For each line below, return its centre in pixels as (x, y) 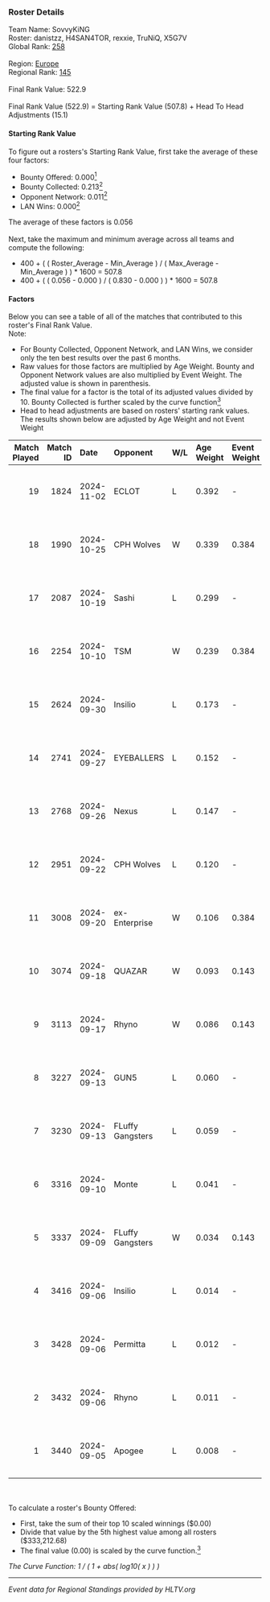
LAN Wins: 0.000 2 (50, 206)
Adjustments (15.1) (38, 115)
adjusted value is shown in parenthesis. (85, 384)
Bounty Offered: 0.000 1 (58, 176)
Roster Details (37, 12)
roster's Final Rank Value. (50, 325)
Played (26, 457)
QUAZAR (131, 970)
